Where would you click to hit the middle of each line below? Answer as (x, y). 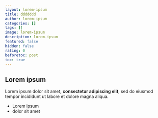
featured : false (22, 42)
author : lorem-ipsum (26, 19)
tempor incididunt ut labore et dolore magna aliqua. (57, 96)
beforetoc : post (22, 55)
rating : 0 (15, 50)
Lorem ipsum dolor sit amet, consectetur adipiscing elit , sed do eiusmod (79, 92)
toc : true (15, 60)
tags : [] (14, 28)
